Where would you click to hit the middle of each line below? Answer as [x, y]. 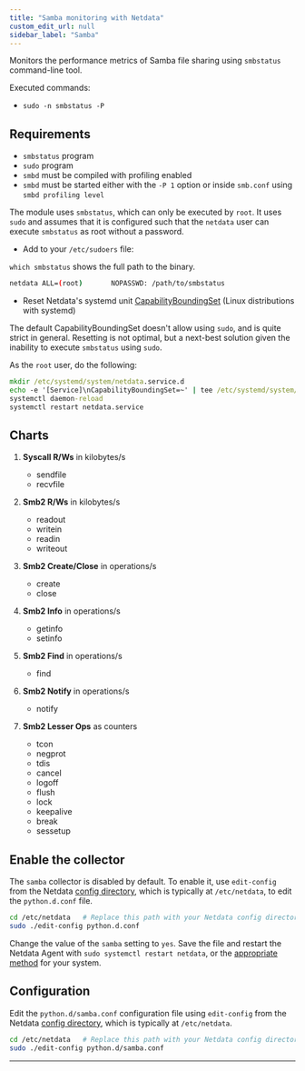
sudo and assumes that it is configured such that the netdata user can [139, 222]
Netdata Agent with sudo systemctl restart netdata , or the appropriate [144, 953]
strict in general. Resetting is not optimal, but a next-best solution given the [150, 338]
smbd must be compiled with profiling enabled [107, 175]
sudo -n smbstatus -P [63, 106]
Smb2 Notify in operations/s [76, 691]
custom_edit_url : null [52, 26]
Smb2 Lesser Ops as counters [80, 726]
